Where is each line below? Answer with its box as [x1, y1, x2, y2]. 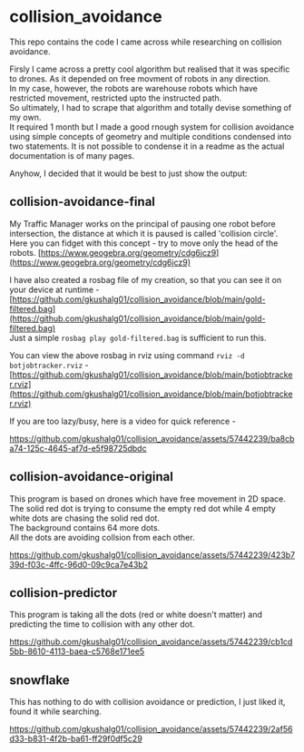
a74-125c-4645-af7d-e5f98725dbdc [9, 443, 147, 454]
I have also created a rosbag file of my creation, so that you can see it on [9, 274, 282, 285]
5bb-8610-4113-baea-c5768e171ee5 [9, 646, 145, 657]
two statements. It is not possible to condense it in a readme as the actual [9, 141, 285, 151]
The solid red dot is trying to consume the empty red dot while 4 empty [9, 503, 277, 513]
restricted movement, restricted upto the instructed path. [9, 93, 222, 103]
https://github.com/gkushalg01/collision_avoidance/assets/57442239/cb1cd [9, 637, 293, 648]
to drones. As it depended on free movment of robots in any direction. [9, 73, 270, 83]
